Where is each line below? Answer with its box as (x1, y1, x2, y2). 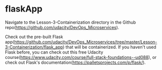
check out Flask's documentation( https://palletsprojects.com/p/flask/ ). (5, 59, 146, 65)
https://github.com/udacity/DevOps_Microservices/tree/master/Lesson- (14, 39, 157, 44)
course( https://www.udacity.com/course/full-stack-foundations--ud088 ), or (5, 54, 157, 60)
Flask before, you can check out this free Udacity (5, 49, 103, 55)
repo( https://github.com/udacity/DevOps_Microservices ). (5, 24, 119, 30)
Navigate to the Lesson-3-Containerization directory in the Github (5, 19, 136, 25)
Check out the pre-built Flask (5, 34, 63, 40)
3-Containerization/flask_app (5, 44, 63, 50)
